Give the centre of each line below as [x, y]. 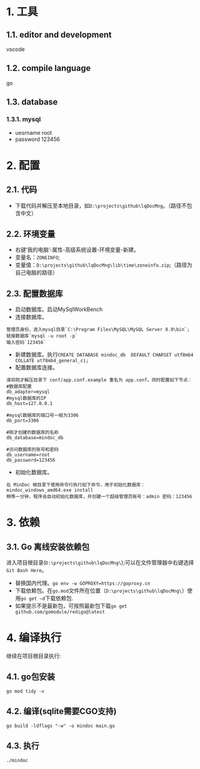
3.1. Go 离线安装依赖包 [48, 547]
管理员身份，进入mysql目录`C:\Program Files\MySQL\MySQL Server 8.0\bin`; [98, 330]
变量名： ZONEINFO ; [38, 258]
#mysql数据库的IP [26, 398]
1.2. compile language [48, 68]
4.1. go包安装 [31, 677]
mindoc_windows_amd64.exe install [50, 490]
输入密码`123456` [26, 343]
